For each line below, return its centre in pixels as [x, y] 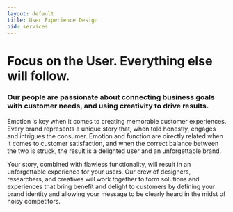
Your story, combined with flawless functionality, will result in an [99, 164]
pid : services [28, 26]
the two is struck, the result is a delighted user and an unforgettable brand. [114, 151]
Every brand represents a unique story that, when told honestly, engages [112, 129]
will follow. [39, 75]
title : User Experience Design [53, 20]
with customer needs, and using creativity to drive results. [108, 106]
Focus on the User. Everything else [110, 61]
